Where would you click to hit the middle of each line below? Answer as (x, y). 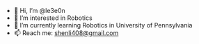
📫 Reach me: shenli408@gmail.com (66, 33)
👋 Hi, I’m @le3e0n (39, 11)
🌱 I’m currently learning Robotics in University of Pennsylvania (103, 25)
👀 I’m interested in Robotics (53, 18)
